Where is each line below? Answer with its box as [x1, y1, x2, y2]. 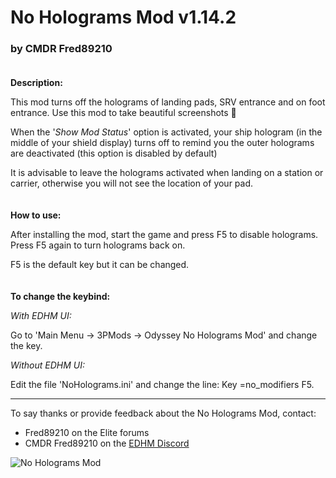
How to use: [10, 209, 62, 221]
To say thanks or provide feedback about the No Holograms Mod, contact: [10, 407, 317, 420]
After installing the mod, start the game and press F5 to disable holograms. [10, 229, 319, 241]
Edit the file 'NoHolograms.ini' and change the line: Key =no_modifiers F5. [10, 379, 315, 391]
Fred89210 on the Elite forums [24, 427, 150, 439]
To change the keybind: [10, 291, 111, 303]
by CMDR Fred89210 [10, 42, 113, 56]
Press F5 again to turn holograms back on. [10, 239, 186, 251]
